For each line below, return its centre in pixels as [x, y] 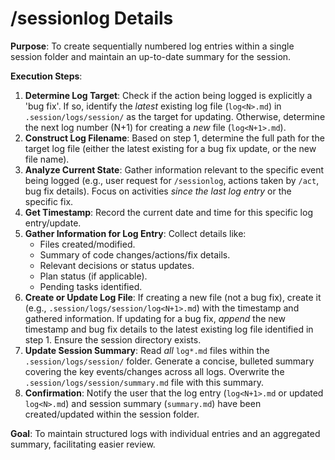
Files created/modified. [87, 244]
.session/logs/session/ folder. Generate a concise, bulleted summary [169, 361]
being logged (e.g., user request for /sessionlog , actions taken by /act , [172, 180]
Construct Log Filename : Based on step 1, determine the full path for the [174, 138]
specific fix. [49, 201]
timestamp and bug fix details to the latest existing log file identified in [169, 329]
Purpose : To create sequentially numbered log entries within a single [152, 46]
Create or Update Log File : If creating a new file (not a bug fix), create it [173, 297]
